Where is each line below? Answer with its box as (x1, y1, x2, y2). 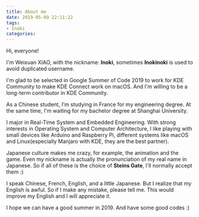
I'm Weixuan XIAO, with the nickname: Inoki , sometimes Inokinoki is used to (6, 59, 194, 66)
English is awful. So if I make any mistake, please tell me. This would (6, 186, 174, 194)
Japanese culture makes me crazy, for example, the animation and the (6, 150, 179, 157)
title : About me (6, 8, 46, 15)
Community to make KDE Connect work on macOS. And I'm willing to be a (6, 83, 188, 90)
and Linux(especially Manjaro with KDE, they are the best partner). (6, 138, 169, 145)
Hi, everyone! (6, 47, 39, 54)
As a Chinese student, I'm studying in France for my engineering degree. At (6, 101, 191, 108)
